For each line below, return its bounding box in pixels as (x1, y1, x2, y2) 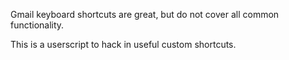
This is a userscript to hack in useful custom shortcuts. (10, 39, 237, 50)
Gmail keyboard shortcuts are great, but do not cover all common (10, 9, 280, 20)
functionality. (10, 19, 65, 31)
